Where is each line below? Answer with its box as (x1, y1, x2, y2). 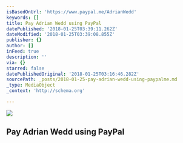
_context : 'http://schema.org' (6, 88, 85, 94)
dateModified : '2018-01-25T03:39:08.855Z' (6, 32, 115, 38)
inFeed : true (6, 48, 39, 55)
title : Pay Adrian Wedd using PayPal (6, 20, 102, 26)
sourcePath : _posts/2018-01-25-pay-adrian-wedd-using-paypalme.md (6, 76, 178, 82)
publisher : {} (6, 37, 42, 43)
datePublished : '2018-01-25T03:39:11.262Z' (6, 25, 118, 32)
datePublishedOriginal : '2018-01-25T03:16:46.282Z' (6, 71, 139, 77)
